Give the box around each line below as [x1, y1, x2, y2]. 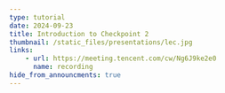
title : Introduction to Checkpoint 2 [9, 29, 149, 38]
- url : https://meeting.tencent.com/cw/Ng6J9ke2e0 [25, 54, 217, 63]
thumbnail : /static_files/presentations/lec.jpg [9, 37, 193, 47]
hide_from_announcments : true [9, 71, 122, 80]
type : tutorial [9, 12, 66, 22]
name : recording [32, 63, 93, 72]
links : [9, 46, 34, 55]
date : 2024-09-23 [9, 21, 74, 30]
